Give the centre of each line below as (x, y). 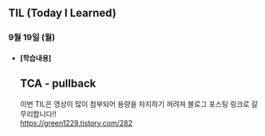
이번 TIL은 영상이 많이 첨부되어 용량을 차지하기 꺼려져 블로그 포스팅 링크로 (134, 104)
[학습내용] (36, 58)
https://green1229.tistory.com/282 (76, 122)
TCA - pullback (58, 84)
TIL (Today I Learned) (63, 13)
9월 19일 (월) (32, 38)
